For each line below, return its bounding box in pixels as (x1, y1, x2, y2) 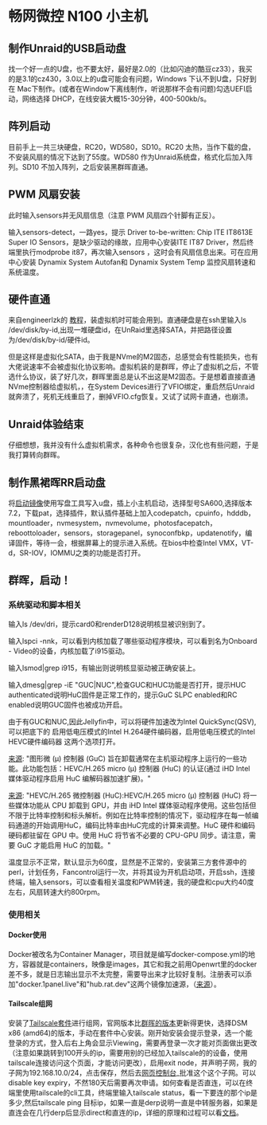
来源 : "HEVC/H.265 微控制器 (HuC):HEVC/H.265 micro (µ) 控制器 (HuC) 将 (8, 790, 250, 800)
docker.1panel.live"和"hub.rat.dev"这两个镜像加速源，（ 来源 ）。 (18, 979, 221, 989)
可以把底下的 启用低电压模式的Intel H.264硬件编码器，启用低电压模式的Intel (8, 727, 256, 736)
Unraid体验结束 (8, 417, 84, 431)
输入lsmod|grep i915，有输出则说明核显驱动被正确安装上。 (8, 663, 200, 672)
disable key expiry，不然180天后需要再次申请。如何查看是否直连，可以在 (8, 1078, 246, 1088)
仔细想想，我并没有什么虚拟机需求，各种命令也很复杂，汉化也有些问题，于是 (8, 440, 259, 450)
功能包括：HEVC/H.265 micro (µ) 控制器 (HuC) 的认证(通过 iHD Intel (29, 763, 250, 773)
